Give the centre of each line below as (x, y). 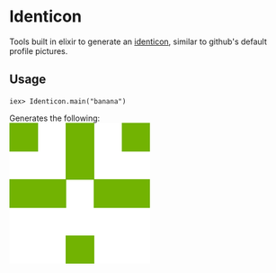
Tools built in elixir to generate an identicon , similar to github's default (138, 41)
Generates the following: (55, 118)
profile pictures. (39, 50)
